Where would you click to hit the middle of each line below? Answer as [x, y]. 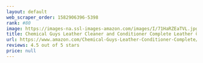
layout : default [27, 12]
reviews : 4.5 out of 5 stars [43, 46]
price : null [21, 51]
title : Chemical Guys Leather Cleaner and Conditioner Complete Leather [100, 34]
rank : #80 [19, 23]
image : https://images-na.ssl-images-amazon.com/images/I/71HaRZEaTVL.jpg [102, 28]
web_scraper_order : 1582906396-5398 [52, 17]
